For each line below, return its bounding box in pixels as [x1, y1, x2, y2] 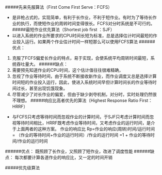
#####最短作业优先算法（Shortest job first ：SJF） [12, 27, 115, 32]
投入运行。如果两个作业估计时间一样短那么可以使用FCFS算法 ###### [16, 39, 155, 45]
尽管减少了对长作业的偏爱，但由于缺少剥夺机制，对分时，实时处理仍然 [12, 92, 153, 97]
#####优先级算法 [5, 165, 40, 171]
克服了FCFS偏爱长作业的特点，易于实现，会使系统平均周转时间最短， [12, 55, 151, 61]
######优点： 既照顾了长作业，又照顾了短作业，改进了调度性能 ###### [5, 148, 150, 154]
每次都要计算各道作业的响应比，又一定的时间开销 [14, 155, 113, 160]
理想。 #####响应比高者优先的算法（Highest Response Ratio [16, 97, 139, 103]
